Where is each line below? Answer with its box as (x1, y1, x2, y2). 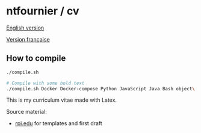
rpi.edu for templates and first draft (14, 120, 102, 127)
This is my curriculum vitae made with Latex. (6, 96, 117, 104)
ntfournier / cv (6, 4, 79, 18)
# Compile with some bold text (6, 80, 85, 86)
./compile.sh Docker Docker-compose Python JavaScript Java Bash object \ (6, 85, 196, 91)
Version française (6, 36, 50, 43)
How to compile (6, 53, 66, 64)
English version (6, 24, 45, 31)
